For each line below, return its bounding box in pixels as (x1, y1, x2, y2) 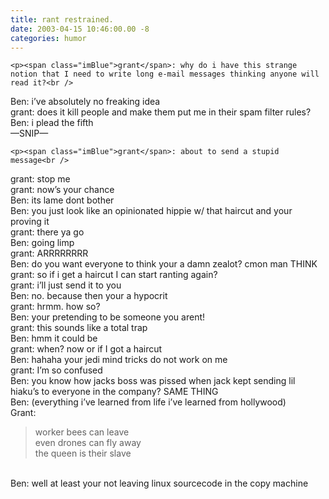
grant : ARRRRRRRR (10, 247, 89, 260)
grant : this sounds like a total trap (10, 322, 148, 334)
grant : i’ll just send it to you (10, 279, 122, 291)
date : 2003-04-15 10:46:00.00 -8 (10, 24, 150, 34)
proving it (10, 216, 50, 228)
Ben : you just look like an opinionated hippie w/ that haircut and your (10, 205, 293, 217)
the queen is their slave (34, 447, 132, 460)
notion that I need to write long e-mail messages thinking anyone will (10, 69, 320, 80)
